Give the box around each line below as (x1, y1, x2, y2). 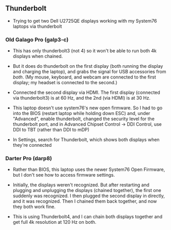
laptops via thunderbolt (12, 23, 63, 29)
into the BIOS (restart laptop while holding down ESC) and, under (12, 110, 150, 117)
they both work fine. (12, 204, 55, 210)
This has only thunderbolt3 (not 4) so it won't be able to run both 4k (12, 48, 157, 54)
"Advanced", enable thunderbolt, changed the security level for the (12, 116, 155, 122)
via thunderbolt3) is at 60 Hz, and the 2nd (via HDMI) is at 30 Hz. (12, 95, 150, 101)
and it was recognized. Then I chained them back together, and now (12, 198, 157, 204)
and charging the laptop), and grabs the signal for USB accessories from (12, 69, 166, 75)
